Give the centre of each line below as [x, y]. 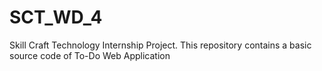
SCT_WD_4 [56, 17]
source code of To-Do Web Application [90, 55]
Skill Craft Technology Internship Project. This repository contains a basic [160, 45]
